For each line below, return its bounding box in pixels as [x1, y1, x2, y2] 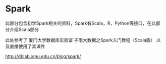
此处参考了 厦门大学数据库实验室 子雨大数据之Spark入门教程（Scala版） [5, 37, 155, 43]
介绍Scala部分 [9, 26, 39, 32]
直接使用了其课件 [9, 43, 45, 49]
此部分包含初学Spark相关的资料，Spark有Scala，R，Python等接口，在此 [5, 20, 156, 26]
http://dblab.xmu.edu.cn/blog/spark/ [5, 53, 81, 59]
